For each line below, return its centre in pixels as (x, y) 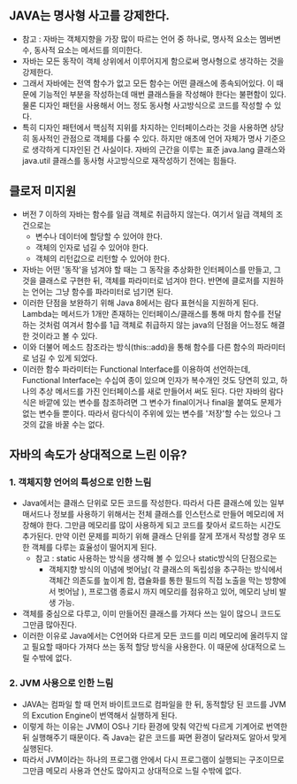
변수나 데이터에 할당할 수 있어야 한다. (99, 236)
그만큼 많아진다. (49, 625)
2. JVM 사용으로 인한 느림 (61, 683)
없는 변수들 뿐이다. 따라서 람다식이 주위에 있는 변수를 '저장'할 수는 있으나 (147, 413)
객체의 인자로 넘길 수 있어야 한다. (91, 247)
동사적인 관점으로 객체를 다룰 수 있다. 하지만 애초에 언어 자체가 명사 (147, 138)
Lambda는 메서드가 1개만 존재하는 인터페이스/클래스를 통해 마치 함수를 (143, 313)
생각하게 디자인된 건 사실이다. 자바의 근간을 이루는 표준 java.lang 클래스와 (158, 150)
